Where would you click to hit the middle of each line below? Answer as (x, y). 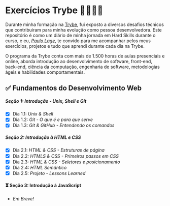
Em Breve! (23, 198)
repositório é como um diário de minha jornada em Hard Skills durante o (80, 35)
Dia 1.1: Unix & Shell (33, 114)
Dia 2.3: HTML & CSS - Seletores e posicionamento (66, 162)
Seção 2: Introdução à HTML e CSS (43, 137)
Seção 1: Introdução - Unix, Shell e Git (46, 101)
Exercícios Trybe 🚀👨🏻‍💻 (54, 10)
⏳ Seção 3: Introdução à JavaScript (43, 186)
